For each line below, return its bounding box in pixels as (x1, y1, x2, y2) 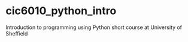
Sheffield (5, 30, 28, 37)
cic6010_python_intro (5, 4, 117, 18)
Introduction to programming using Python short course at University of (5, 24, 183, 31)
